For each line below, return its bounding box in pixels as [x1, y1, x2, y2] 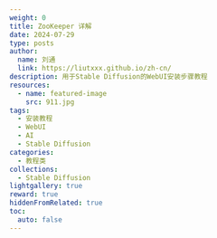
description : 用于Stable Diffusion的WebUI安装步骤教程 [9, 72, 208, 81]
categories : [9, 148, 54, 157]
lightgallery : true [9, 182, 83, 191]
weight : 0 [9, 13, 47, 23]
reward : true [9, 190, 59, 199]
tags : [9, 106, 30, 115]
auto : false [17, 214, 63, 224]
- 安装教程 [17, 114, 53, 123]
